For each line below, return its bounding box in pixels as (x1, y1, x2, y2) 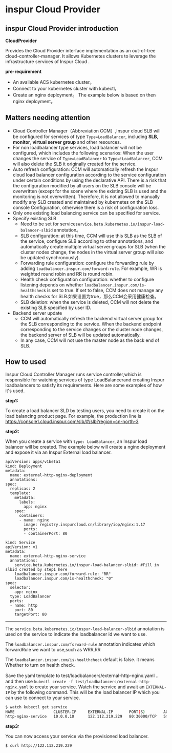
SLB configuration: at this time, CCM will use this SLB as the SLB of (20, 233, 162, 239)
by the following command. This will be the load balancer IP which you (11, 689, 160, 695)
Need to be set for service (20, 221, 76, 227)
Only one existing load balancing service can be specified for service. (12, 209, 160, 216)
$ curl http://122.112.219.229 (5, 743, 72, 748)
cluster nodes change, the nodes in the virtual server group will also (20, 249, 164, 255)
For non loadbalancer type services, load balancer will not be (12, 144, 142, 150)
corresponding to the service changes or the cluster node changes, (20, 326, 163, 332)
